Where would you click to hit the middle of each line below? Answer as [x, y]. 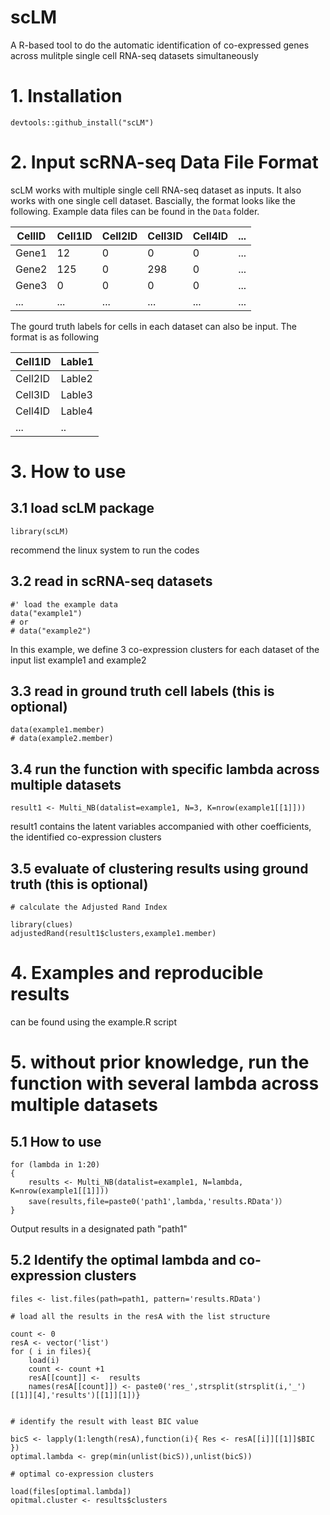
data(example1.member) [57, 730]
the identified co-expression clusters [86, 837]
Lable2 [76, 378]
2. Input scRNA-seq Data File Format [164, 162]
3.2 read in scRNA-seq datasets [111, 581]
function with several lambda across [165, 1083]
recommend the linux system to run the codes [105, 550]
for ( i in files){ [51, 1351]
